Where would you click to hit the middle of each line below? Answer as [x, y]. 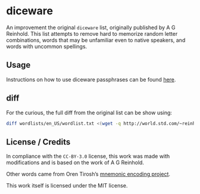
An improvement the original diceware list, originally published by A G [91, 27]
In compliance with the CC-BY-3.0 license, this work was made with [88, 157]
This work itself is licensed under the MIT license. [67, 186]
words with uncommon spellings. [47, 46]
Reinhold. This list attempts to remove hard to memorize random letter [92, 33]
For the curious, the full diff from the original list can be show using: [89, 112]
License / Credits [38, 142]
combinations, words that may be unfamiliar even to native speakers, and [96, 40]
